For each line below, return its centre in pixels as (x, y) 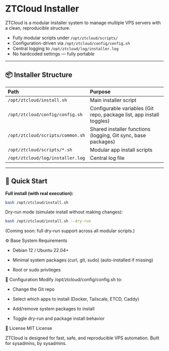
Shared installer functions (120, 129)
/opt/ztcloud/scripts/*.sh (40, 150)
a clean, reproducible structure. (38, 28)
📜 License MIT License (29, 328)
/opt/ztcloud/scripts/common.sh (47, 135)
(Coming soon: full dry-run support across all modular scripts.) (70, 231)
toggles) (100, 121)
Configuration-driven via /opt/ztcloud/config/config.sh (71, 43)
